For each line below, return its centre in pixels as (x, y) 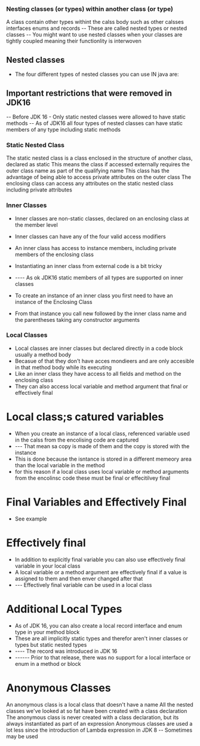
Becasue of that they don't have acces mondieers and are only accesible (104, 361)
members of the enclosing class (54, 254)
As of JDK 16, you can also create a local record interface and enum (99, 625)
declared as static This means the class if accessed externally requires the (98, 165)
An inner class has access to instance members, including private (96, 248)
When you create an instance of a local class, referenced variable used (102, 433)
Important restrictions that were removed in (89, 93)
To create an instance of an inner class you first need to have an (94, 296)
